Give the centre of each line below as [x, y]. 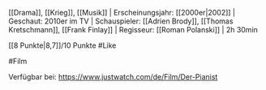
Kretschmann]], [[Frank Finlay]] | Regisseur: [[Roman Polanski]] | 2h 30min [133, 30]
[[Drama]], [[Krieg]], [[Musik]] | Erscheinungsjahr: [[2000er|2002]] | [122, 13]
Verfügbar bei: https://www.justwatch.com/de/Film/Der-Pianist [113, 77]
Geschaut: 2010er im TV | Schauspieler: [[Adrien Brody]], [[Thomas [121, 21]
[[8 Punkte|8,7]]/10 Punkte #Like [62, 45]
